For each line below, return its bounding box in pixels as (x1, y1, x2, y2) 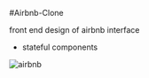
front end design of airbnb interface (9, 25, 140, 35)
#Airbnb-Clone (9, 8, 64, 18)
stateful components (21, 42, 98, 52)
